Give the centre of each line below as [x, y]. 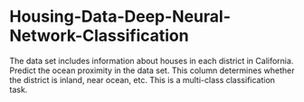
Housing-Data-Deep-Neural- [120, 17]
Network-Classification [99, 36]
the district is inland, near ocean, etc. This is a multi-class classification [142, 79]
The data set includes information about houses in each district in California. [152, 60]
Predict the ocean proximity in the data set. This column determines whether [152, 70]
